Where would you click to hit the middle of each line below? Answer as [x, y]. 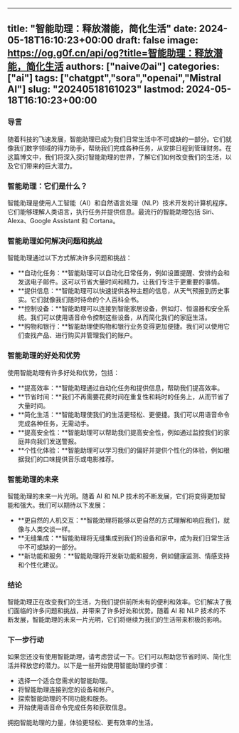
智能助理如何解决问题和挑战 [55, 241]
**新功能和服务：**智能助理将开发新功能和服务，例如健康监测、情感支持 [123, 555]
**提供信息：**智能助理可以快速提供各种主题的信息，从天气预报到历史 [121, 291]
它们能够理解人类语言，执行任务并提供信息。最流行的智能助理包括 [104, 212]
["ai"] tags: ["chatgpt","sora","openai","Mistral [115, 78]
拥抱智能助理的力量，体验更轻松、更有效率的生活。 [82, 723]
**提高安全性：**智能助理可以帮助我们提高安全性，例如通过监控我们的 [121, 432]
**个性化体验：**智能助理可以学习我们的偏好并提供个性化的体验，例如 [121, 450]
